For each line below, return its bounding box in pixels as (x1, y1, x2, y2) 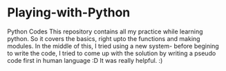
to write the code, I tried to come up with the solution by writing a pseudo (7, 49, 216, 57)
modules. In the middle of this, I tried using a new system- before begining (7, 42, 219, 50)
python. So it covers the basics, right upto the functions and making (7, 34, 200, 42)
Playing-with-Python (7, 5, 131, 20)
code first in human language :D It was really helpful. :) (7, 56, 163, 64)
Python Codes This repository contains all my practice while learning (7, 27, 203, 35)
